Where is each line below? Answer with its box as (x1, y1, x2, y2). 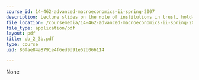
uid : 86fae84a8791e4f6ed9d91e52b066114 (6, 47, 105, 53)
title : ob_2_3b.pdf (6, 36, 54, 42)
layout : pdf (6, 31, 36, 36)
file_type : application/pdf (6, 25, 76, 31)
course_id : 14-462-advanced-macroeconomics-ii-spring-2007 (6, 8, 155, 15)
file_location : (6, 19, 44, 25)
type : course (6, 42, 38, 48)
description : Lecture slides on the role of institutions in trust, (6, 14, 179, 20)
